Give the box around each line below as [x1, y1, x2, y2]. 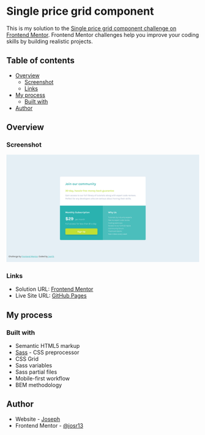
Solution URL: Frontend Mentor [15, 285, 94, 293]
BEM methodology [15, 381, 62, 388]
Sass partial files [15, 368, 58, 375]
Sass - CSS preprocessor [15, 348, 80, 356]
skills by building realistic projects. [6, 37, 93, 45]
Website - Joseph [15, 415, 61, 423]
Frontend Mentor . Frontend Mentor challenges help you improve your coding [6, 31, 199, 38]
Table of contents [6, 55, 75, 66]
